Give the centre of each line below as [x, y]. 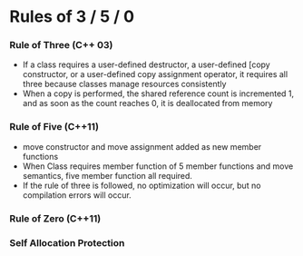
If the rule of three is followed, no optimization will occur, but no [142, 185]
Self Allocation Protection [67, 242]
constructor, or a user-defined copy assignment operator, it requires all [155, 74]
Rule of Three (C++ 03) [61, 45]
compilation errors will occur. [77, 195]
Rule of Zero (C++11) [55, 218]
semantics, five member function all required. [108, 175]
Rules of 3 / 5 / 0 [72, 17]
